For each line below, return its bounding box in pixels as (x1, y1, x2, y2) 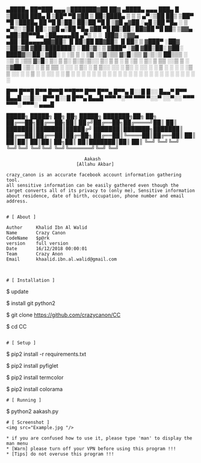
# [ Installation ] (6, 277, 55, 283)
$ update (6, 288, 29, 295)
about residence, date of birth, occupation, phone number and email (6, 193, 185, 199)
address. (6, 198, 28, 204)
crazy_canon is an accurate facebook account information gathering (6, 172, 182, 178)
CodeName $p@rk (6, 235, 50, 241)
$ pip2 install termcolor (6, 374, 64, 381)
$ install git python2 (6, 300, 56, 307)
